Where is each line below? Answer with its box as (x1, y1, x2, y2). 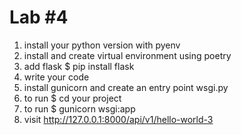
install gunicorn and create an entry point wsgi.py (23, 81, 229, 93)
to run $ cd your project (23, 92, 122, 104)
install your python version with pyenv (23, 39, 181, 51)
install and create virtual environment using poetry (23, 49, 232, 61)
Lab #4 (9, 6, 69, 29)
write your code (23, 71, 90, 83)
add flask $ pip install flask (23, 60, 135, 72)
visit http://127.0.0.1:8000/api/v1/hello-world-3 (23, 113, 214, 125)
